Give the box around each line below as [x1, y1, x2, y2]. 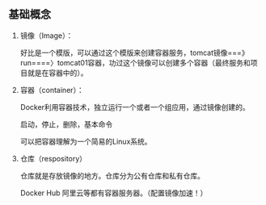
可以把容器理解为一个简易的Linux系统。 [19, 136, 152, 146]
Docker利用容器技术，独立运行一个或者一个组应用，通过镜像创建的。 [19, 102, 251, 111]
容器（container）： [19, 85, 85, 94]
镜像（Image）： [19, 31, 74, 40]
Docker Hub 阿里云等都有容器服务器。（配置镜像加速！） [19, 188, 208, 198]
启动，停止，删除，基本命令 [19, 119, 113, 129]
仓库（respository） [19, 153, 87, 163]
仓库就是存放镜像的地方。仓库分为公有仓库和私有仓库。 [19, 170, 205, 180]
